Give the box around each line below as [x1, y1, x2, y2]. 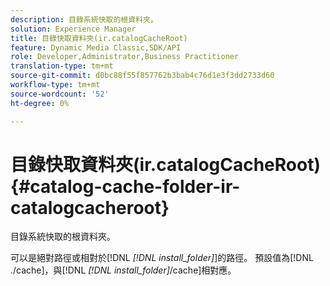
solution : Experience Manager [10, 24, 137, 34]
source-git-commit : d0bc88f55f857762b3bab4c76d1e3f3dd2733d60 [10, 71, 275, 81]
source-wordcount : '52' [10, 89, 110, 99]
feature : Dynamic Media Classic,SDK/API [10, 42, 182, 53]
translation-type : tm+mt [10, 61, 114, 71]
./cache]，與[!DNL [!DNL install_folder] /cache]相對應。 [10, 264, 237, 276]
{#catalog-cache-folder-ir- [10, 175, 241, 198]
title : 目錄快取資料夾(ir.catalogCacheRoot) [10, 33, 188, 43]
